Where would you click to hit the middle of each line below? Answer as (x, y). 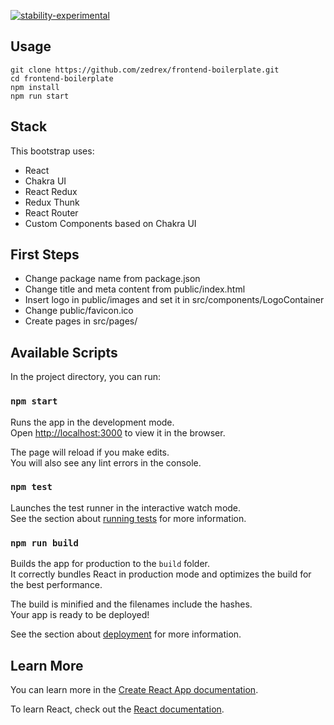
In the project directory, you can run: (85, 377)
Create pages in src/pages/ (81, 321)
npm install (35, 87)
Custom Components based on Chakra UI (110, 223)
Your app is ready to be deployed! (80, 615)
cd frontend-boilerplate (62, 78)
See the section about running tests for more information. (128, 518)
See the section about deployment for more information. (126, 634)
